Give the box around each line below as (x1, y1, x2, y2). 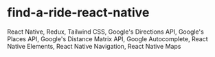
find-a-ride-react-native (7, 5, 150, 21)
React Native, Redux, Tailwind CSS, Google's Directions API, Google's (7, 27, 204, 36)
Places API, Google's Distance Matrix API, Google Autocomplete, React (7, 34, 208, 43)
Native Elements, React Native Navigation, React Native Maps (7, 42, 181, 50)
